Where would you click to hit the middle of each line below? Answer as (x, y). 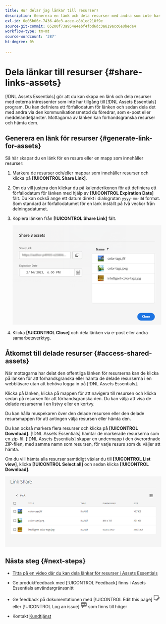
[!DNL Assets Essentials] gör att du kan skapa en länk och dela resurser (78, 96)
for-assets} (23, 146)
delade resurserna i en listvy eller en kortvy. (50, 404)
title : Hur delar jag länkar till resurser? (52, 10)
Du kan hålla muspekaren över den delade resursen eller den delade (75, 413)
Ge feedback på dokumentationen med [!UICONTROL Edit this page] (82, 599)
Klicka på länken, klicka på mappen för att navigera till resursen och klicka (81, 393)
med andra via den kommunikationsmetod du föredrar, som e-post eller (78, 112)
